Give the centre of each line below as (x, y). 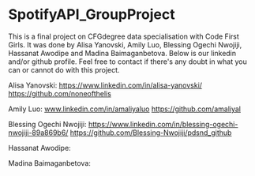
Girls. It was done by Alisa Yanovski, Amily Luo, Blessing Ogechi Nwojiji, (125, 44)
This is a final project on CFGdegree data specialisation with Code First (124, 36)
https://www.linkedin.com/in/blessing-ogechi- (163, 124)
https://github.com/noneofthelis (60, 93)
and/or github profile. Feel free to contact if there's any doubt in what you (127, 62)
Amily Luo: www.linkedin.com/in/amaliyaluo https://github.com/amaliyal (124, 109)
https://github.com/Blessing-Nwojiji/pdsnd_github (151, 133)
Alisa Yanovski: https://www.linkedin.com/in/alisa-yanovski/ (105, 85)
